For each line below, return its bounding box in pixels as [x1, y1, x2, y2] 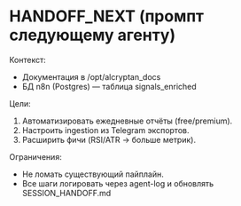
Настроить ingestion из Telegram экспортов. [21, 124, 190, 135]
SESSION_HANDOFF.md [21, 187, 112, 198]
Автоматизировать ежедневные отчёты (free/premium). [21, 115, 233, 126]
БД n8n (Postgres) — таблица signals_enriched [21, 81, 197, 91]
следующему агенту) [9, 25, 176, 45]
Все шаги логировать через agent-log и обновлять [21, 178, 214, 188]
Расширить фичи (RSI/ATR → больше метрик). [21, 134, 197, 145]
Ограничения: [9, 151, 62, 162]
